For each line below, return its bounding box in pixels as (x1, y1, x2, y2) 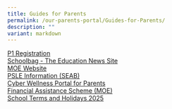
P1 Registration (7, 49, 51, 58)
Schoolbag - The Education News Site (7, 57, 118, 65)
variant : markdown (7, 30, 61, 37)
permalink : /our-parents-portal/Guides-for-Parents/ (7, 17, 166, 24)
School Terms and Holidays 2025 (7, 94, 104, 103)
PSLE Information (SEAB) (7, 72, 80, 80)
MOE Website (7, 64, 47, 72)
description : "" (7, 23, 55, 30)
